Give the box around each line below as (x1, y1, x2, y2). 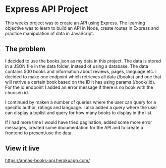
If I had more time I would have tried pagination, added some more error (5, 119, 152, 125)
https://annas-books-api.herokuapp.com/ (5, 157, 90, 163)
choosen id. (5, 89, 29, 95)
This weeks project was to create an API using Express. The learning (5, 20, 145, 26)
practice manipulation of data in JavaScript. (5, 30, 94, 36)
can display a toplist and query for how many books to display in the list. (5, 110, 153, 115)
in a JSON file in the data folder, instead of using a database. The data (5, 63, 149, 69)
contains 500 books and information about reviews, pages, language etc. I (5, 68, 157, 74)
